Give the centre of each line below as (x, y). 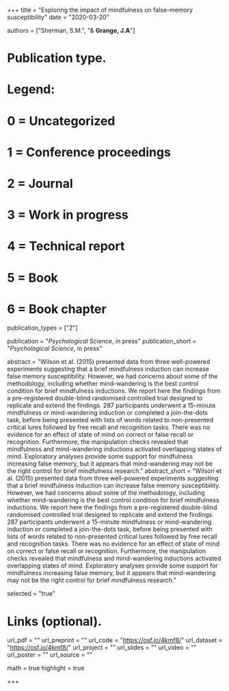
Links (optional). (55, 621)
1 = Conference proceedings (89, 152)
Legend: (31, 89)
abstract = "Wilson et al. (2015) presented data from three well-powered (109, 362)
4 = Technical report (66, 246)
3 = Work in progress (68, 215)
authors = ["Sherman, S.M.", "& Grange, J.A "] (71, 31)
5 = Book (32, 278)
